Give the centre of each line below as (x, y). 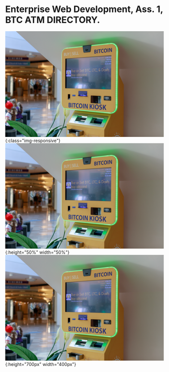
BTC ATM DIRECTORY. (53, 20)
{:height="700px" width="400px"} (41, 364)
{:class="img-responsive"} (33, 140)
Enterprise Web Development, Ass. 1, (84, 9)
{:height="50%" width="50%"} (37, 252)
